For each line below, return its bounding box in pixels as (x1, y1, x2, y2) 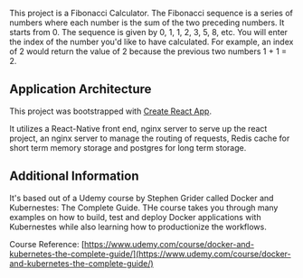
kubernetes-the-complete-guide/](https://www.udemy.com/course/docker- (9, 248, 291, 259)
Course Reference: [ (9, 238, 85, 249)
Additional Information (9, 169, 139, 184)
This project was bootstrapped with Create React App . (9, 106, 213, 116)
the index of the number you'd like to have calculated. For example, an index (9, 36, 294, 47)
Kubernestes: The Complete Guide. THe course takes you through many (9, 202, 279, 213)
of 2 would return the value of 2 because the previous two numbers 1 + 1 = (9, 46, 288, 57)
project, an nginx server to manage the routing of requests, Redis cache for (9, 133, 290, 144)
